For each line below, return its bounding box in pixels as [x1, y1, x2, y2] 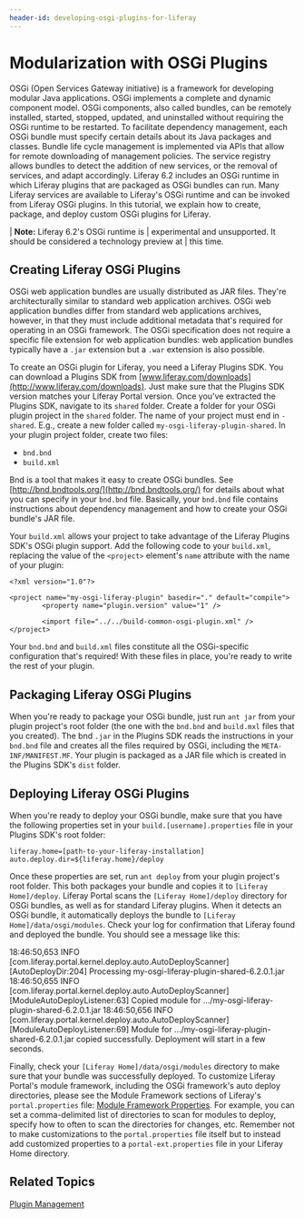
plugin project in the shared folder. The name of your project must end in [9, 411, 279, 421]
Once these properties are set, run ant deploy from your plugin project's [9, 871, 280, 881]
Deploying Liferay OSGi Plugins [9, 786, 190, 801]
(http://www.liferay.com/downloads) [9, 381, 145, 392]
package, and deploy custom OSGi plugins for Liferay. [9, 208, 211, 219]
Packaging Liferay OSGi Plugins [9, 686, 192, 702]
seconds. [9, 1043, 44, 1054]
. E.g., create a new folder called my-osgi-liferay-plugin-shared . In [33, 420, 286, 431]
